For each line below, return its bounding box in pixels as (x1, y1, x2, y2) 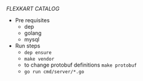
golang (24, 29, 42, 37)
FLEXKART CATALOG (6, 5, 59, 12)
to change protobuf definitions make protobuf (24, 61, 138, 68)
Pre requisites (15, 17, 50, 23)
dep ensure (24, 50, 52, 56)
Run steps (15, 42, 41, 49)
